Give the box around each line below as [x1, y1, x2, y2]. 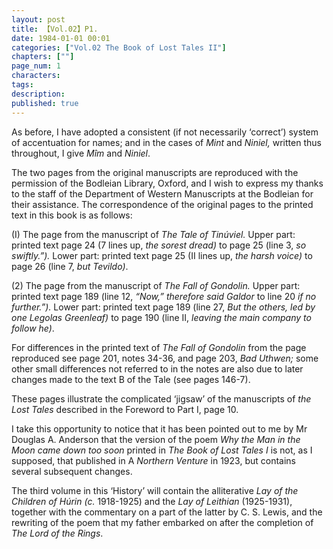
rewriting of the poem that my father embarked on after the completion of [11, 516, 314, 528]
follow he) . [11, 322, 55, 334]
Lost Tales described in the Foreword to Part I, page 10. [11, 403, 239, 415]
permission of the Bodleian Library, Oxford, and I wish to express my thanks [11, 177, 324, 189]
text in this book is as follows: [11, 209, 133, 221]
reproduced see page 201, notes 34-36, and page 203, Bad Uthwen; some [11, 352, 319, 364]
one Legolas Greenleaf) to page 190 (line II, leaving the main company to [11, 311, 312, 323]
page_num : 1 [11, 61, 61, 71]
